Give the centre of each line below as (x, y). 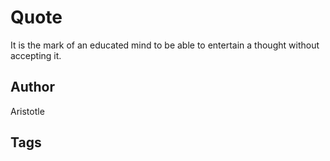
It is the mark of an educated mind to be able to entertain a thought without (165, 45)
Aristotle (27, 111)
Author (32, 87)
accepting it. (36, 55)
